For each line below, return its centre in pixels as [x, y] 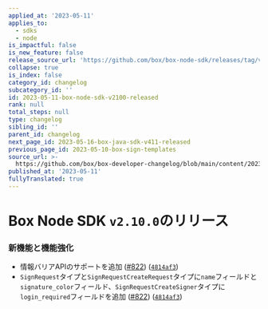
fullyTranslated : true [46, 179]
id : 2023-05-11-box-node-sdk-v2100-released [83, 97]
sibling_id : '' [33, 127]
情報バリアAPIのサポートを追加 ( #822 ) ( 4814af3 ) [99, 267]
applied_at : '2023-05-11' [51, 16]
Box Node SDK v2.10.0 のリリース [118, 221]
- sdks [26, 30]
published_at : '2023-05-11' [55, 172]
